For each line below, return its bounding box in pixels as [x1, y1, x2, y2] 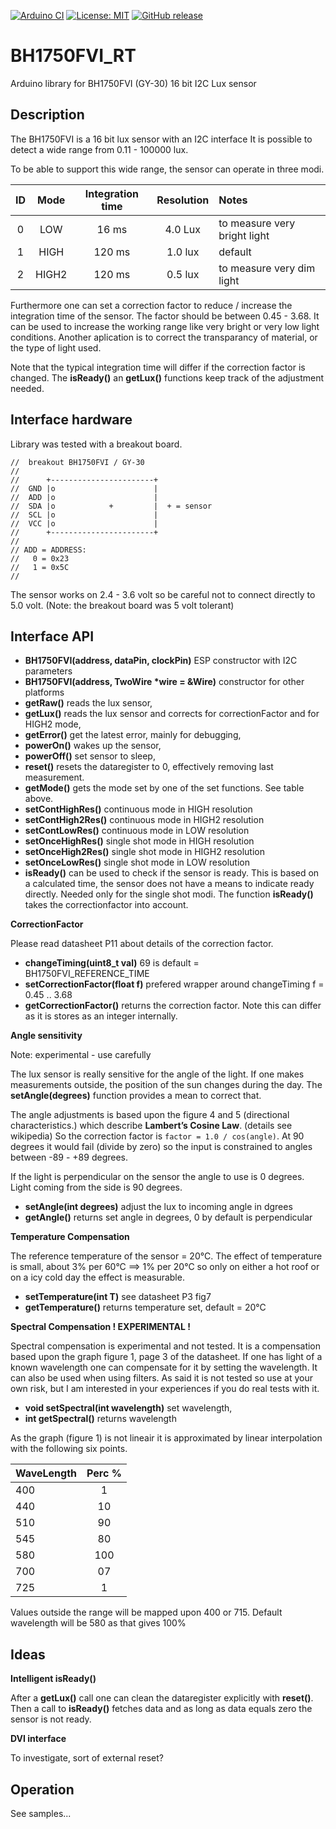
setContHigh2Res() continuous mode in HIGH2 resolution [24, 814, 265, 826]
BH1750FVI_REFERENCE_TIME [24, 968, 150, 980]
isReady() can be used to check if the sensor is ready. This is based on [24, 867, 320, 879]
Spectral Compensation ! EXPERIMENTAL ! [10, 1321, 191, 1333]
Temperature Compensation [10, 1231, 130, 1243]
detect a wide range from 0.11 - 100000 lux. [10, 143, 189, 155]
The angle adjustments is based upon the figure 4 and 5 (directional [10, 1109, 290, 1121]
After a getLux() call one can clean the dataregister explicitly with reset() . [10, 1692, 314, 1704]
